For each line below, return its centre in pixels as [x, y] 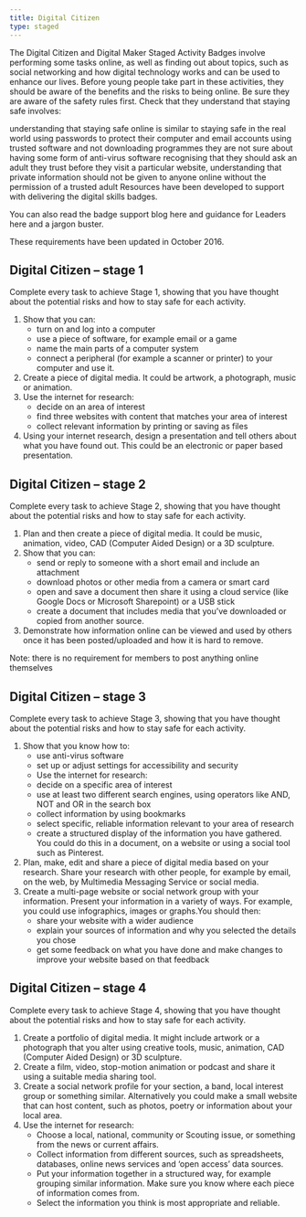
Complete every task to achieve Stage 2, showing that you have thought [145, 506]
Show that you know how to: [76, 746]
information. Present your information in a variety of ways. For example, [158, 901]
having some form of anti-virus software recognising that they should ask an [153, 157]
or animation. [47, 387]
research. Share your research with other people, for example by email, [157, 872]
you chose [56, 940]
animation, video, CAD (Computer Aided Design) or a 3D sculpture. [148, 544]
